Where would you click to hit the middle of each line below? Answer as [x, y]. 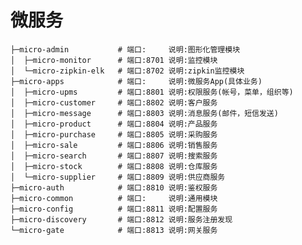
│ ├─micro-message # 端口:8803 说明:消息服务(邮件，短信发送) [144, 113]
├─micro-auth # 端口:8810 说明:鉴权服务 [114, 187]
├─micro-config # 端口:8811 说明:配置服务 [114, 209]
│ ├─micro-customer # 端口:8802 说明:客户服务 [114, 102]
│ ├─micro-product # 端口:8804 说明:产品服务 [114, 124]
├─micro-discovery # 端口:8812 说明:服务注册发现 [121, 219]
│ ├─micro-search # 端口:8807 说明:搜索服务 [114, 156]
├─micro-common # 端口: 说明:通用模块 [114, 198]
